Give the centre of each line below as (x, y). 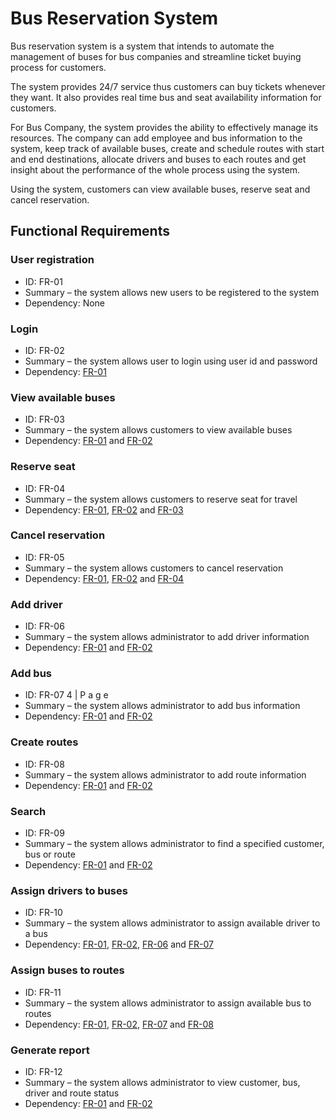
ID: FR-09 (44, 833)
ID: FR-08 (44, 764)
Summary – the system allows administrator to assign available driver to (172, 923)
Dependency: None (65, 303)
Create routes (44, 742)
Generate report (50, 1050)
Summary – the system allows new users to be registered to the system (172, 292)
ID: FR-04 (45, 488)
